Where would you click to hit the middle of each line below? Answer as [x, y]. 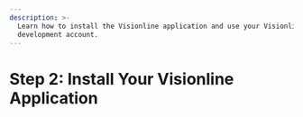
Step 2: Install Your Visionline [122, 79]
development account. [58, 34]
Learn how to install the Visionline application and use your [138, 26]
